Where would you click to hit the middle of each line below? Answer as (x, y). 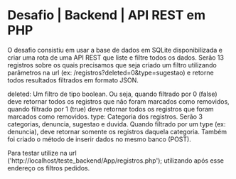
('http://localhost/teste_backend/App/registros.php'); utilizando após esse (116, 161)
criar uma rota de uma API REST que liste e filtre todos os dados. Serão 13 (116, 58)
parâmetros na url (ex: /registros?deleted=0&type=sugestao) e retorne (111, 72)
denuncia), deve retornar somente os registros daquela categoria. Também (117, 131)
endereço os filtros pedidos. (49, 168)
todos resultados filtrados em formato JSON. (73, 80)
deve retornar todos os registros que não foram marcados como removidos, (118, 101)
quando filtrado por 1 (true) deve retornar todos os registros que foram (111, 109)
